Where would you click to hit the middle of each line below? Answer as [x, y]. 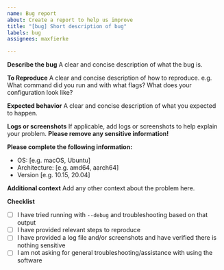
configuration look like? [40, 93]
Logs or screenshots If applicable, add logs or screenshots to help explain [112, 126]
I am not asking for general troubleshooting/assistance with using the [115, 253]
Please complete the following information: [70, 147]
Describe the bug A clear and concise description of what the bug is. [105, 65]
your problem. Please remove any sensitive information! [88, 134]
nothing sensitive [41, 245]
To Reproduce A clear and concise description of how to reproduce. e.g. [110, 78]
